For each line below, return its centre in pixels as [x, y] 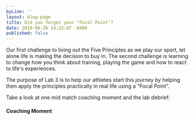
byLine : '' [19, 11]
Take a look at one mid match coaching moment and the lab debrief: [88, 98]
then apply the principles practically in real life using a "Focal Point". [88, 86]
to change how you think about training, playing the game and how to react [96, 63]
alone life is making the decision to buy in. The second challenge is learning [97, 56]
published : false [27, 33]
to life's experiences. [31, 68]
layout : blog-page [28, 17]
